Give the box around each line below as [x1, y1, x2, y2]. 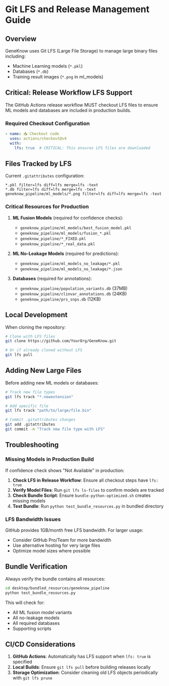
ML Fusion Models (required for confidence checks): [12, 215, 123, 221]
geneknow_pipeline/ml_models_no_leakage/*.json [20, 267, 122, 272]
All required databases [12, 620, 60, 626]
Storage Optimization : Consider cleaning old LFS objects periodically [12, 669, 158, 676]
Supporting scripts [12, 625, 52, 631]
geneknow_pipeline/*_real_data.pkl [20, 241, 95, 246]
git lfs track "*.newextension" [5, 394, 73, 399]
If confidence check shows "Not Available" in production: [5, 467, 125, 474]
